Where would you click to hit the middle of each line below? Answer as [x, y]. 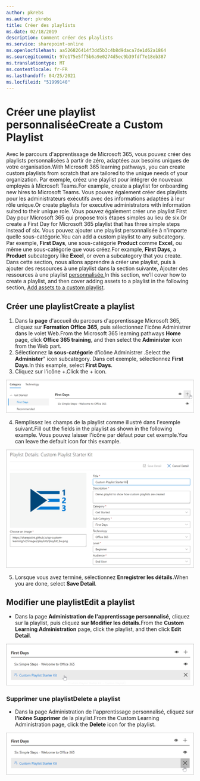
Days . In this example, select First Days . [64, 365]
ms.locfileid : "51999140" [38, 82]
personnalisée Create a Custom [85, 125]
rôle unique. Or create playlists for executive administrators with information [99, 205]
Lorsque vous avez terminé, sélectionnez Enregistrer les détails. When [101, 577]
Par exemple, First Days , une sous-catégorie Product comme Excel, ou [94, 243]
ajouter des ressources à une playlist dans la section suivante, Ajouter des [97, 268]
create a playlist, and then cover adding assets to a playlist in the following [97, 281]
